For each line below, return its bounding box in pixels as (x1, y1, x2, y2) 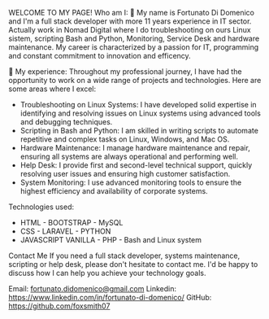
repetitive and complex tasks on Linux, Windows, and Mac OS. (20, 134, 230, 144)
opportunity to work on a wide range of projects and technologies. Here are (8, 76, 262, 85)
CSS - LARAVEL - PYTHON (20, 226, 111, 236)
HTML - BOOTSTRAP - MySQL (20, 218, 124, 227)
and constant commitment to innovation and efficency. (8, 51, 191, 60)
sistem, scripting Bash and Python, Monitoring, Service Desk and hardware (8, 33, 260, 43)
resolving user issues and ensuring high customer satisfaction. (20, 169, 231, 178)
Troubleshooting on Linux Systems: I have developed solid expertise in (20, 100, 258, 109)
